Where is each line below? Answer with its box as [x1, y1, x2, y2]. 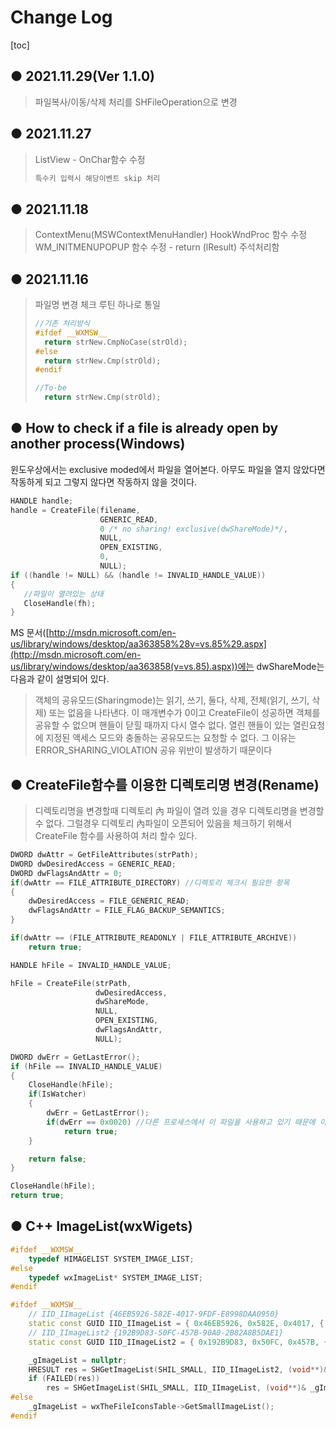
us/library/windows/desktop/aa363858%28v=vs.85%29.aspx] [10, 638, 267, 650]
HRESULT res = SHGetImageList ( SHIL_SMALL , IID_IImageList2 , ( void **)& [28, 1364, 329, 1375]
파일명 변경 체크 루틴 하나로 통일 [34, 299, 161, 311]
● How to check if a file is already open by [10, 420, 279, 437]
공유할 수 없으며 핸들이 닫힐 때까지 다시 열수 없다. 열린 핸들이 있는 [34, 719, 291, 731]
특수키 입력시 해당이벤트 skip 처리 [34, 173, 161, 183]
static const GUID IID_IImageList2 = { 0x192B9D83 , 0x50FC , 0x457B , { [28, 1337, 329, 1347]
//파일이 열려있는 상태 [23, 589, 104, 599]
